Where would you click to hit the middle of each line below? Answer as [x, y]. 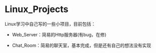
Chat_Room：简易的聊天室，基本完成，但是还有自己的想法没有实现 [82, 45]
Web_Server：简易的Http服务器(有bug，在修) [59, 34]
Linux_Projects [37, 9]
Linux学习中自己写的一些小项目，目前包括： [50, 24]
